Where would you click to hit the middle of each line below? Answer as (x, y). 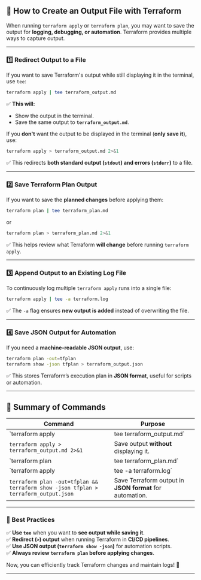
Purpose (153, 424)
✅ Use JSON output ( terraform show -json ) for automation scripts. (89, 546)
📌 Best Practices (31, 519)
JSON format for (138, 488)
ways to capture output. (36, 38)
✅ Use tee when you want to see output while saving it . (76, 533)
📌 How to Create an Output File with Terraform (94, 11)
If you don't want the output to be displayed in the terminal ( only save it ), (97, 134)
